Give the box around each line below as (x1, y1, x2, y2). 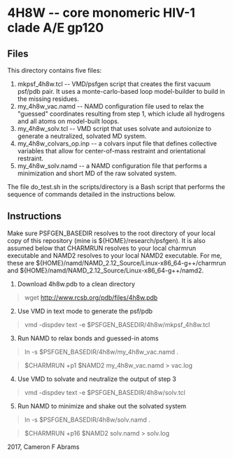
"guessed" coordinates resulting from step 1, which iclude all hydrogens (17, 110, 225, 118)
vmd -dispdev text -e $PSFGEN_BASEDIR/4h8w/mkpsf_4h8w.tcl (24, 320, 211, 328)
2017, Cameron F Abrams (7, 443, 80, 451)
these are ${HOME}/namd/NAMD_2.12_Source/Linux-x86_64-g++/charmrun (7, 258, 226, 267)
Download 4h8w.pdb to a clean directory (17, 279, 135, 288)
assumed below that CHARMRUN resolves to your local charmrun (7, 244, 197, 252)
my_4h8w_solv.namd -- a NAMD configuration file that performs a (17, 162, 208, 169)
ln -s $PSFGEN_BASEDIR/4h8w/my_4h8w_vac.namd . (24, 347, 178, 356)
